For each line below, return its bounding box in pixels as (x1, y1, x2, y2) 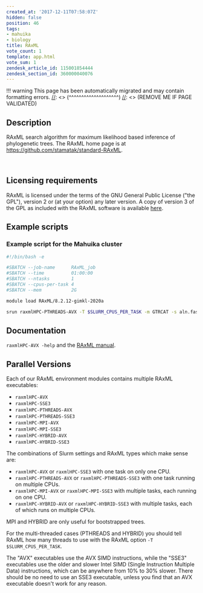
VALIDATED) (6, 100, 37, 107)
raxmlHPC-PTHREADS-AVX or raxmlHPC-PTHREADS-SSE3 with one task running (14, 475, 195, 482)
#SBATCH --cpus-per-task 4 (6, 281, 74, 287)
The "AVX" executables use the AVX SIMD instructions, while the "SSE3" (6, 554, 187, 562)
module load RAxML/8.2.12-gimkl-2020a (6, 298, 104, 304)
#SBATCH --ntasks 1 (6, 276, 74, 282)
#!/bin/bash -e (6, 254, 45, 260)
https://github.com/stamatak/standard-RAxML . (6, 146, 123, 154)
